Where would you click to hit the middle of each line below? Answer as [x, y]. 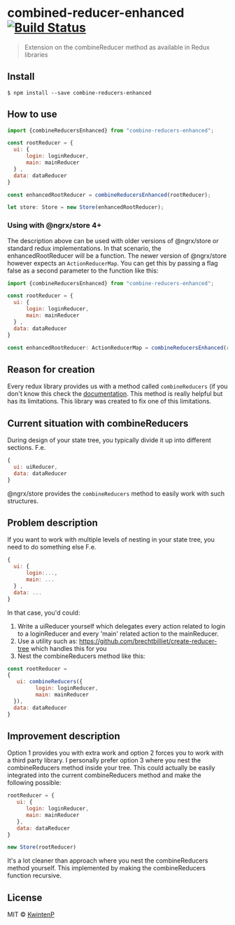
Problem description [52, 523]
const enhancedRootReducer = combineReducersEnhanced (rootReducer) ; [109, 195]
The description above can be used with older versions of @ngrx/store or [113, 240]
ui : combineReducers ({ [49, 682]
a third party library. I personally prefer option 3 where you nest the [104, 760]
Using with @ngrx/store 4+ [55, 226]
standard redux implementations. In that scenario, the [84, 248]
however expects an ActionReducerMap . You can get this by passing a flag [113, 263]
